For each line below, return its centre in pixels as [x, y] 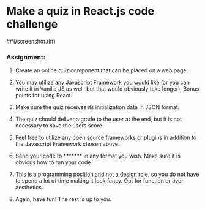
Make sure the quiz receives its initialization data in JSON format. [97, 107]
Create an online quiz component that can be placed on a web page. [102, 70]
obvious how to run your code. [54, 162]
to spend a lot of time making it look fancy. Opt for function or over [99, 181]
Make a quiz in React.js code [80, 11]
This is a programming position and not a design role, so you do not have [107, 174]
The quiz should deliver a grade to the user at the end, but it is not [99, 119]
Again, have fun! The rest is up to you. [63, 199]
